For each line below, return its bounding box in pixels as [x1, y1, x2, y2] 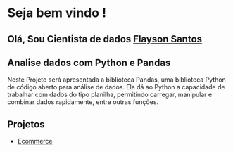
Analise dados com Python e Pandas [7, 56, 171, 68]
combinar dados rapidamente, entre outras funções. [7, 98, 159, 106]
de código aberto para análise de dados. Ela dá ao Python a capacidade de [7, 83, 225, 91]
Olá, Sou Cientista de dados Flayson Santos [7, 33, 203, 45]
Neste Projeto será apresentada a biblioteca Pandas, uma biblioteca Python [7, 75, 227, 84]
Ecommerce [17, 137, 53, 146]
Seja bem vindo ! [7, 5, 107, 21]
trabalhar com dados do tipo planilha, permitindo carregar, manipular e [7, 90, 213, 99]
